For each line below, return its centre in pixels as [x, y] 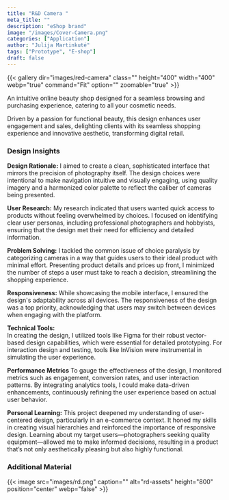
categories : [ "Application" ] [49, 39]
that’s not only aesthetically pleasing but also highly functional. [95, 449]
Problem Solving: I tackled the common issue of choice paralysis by [104, 251]
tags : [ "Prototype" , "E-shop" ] [52, 52]
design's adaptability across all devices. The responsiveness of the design [112, 300]
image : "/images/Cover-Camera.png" [58, 33]
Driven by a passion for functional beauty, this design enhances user [104, 118]
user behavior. [27, 400]
